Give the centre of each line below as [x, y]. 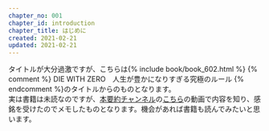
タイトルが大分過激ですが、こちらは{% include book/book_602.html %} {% [133, 69]
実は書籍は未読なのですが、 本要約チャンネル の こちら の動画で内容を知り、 [131, 99]
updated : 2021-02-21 [43, 46]
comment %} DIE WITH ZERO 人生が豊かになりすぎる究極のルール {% [126, 79]
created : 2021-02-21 [43, 38]
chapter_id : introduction [51, 23]
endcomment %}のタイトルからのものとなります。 [92, 89]
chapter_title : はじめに [47, 30]
